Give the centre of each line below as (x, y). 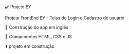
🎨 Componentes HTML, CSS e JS (38, 37)
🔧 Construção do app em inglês (37, 27)
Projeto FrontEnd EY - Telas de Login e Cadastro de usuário (65, 18)
